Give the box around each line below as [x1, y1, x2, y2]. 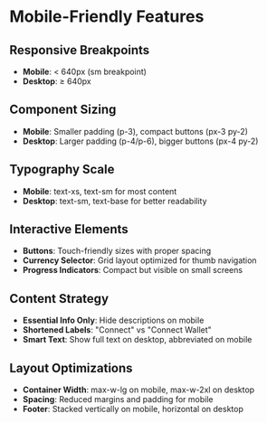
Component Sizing [9, 102, 117, 117]
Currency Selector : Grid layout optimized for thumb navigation [22, 255, 257, 266]
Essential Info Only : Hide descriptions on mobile [22, 315, 205, 326]
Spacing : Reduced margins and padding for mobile [22, 394, 214, 405]
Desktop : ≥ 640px [22, 76, 92, 87]
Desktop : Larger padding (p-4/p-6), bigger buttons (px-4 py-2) [22, 136, 259, 146]
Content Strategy [9, 291, 110, 306]
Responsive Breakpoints [9, 42, 150, 58]
